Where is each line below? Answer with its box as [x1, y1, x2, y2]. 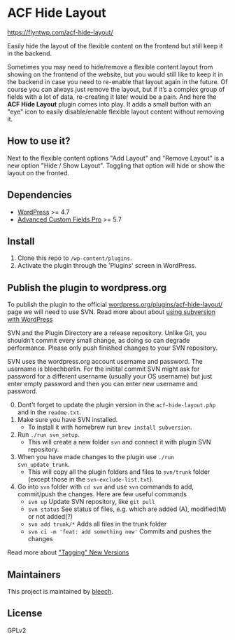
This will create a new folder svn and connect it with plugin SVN [27, 438, 211, 447]
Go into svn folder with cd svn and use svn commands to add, [17, 482, 194, 491]
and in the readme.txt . [17, 408, 82, 416]
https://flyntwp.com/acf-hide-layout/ [7, 28, 113, 36]
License [7, 608, 43, 620]
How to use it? [7, 135, 71, 147]
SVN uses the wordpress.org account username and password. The [7, 358, 203, 366]
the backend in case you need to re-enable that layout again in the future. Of [7, 77, 228, 86]
